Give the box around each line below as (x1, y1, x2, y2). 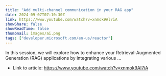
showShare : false (5, 21, 42, 27)
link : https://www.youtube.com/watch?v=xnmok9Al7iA (5, 17, 117, 22)
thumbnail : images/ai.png (5, 31, 60, 36)
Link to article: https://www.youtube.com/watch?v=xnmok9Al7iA (12, 64, 149, 71)
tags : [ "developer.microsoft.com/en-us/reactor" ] (5, 36, 113, 41)
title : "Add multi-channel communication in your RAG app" (5, 7, 134, 13)
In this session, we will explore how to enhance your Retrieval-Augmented (5, 49, 161, 56)
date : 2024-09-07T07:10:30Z (5, 12, 65, 17)
